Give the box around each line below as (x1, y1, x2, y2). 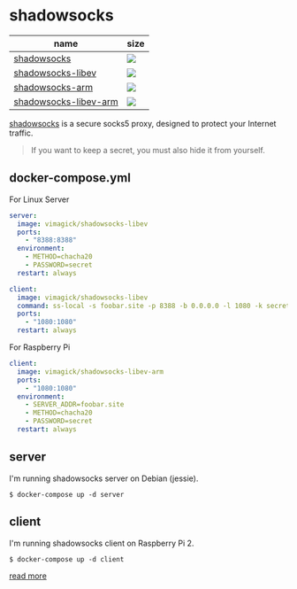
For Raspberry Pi (9, 342, 71, 353)
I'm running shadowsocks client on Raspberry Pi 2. (9, 538, 194, 548)
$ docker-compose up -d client (9, 554, 125, 563)
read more (9, 570, 47, 581)
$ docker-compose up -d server (9, 490, 125, 499)
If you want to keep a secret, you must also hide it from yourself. (30, 144, 265, 155)
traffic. (9, 128, 34, 138)
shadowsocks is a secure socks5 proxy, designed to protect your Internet (9, 118, 277, 128)
